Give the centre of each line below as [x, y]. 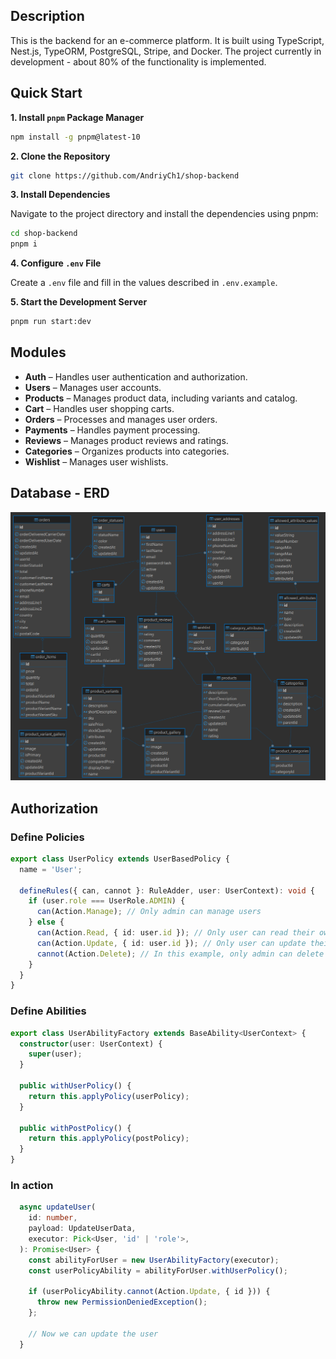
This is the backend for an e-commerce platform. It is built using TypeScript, [167, 40]
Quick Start [46, 93]
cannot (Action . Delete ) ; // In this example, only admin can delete [180, 954]
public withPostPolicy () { [75, 1128]
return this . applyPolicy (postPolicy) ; [109, 1139]
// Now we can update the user [93, 1334]
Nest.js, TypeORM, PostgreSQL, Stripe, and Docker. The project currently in [166, 51]
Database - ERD [60, 493]
